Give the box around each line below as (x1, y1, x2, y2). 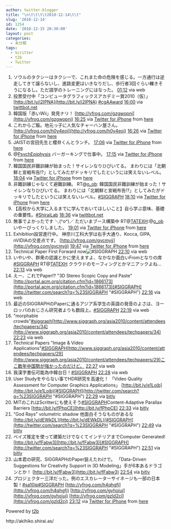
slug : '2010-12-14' (6, 17, 47, 22)
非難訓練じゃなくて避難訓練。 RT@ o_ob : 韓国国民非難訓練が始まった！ (13, 181, 162, 187)
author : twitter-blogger (6, 7, 59, 13)
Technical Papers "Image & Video (13, 340, 83, 346)
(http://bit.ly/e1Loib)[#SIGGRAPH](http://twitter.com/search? (13, 388, 139, 394)
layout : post (6, 31, 34, 36)
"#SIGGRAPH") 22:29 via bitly (53, 393, 116, 400)
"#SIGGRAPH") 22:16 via (109, 289, 161, 295)
